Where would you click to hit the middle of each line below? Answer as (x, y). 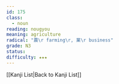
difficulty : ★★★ (27, 57)
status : (16, 52)
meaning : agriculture (34, 35)
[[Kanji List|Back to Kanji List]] (44, 74)
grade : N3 (19, 46)
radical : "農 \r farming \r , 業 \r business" (60, 40)
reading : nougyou (28, 29)
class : (15, 18)
